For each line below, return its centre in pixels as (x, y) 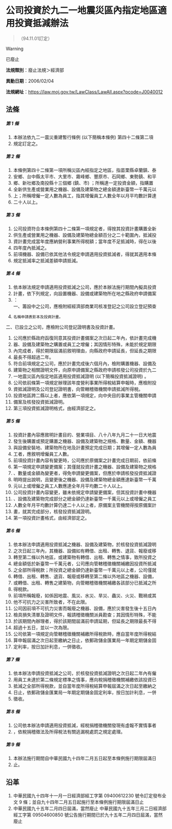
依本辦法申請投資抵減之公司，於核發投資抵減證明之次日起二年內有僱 (85, 674)
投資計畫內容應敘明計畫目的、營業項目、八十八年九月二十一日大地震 (85, 435)
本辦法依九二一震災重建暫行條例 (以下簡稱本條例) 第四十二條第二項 (83, 137)
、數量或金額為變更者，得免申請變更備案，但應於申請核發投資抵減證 (85, 473)
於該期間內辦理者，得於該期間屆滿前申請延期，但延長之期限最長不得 (85, 621)
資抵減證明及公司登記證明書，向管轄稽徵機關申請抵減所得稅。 (78, 389)
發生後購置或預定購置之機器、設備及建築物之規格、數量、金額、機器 (85, 441)
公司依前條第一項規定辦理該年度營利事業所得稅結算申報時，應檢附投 (85, 383)
